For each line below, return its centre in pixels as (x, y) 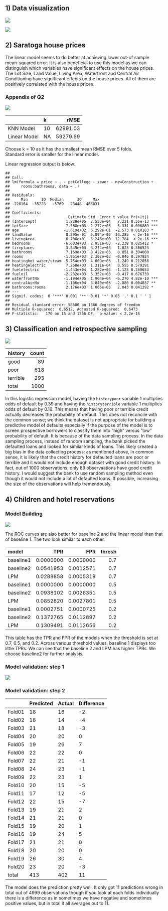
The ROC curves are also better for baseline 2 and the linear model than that (84, 534)
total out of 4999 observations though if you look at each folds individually (82, 893)
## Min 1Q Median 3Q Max (52, 199)
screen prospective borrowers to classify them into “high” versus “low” (78, 430)
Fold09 (16, 777)
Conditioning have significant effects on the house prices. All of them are (81, 79)
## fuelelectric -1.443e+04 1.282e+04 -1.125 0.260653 (77, 270)
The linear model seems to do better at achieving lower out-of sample (77, 57)
